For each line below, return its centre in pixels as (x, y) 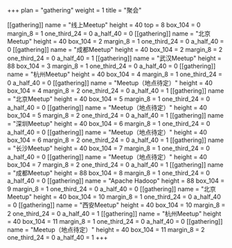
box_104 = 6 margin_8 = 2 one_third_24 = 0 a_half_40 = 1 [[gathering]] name (116, 140)
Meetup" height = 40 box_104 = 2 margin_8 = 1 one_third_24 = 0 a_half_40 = (116, 41)
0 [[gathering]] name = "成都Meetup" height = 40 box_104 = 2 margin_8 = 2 (115, 50)
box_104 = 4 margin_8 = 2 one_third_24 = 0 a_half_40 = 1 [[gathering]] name (116, 91)
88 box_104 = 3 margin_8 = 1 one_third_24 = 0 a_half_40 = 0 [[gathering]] (111, 66)
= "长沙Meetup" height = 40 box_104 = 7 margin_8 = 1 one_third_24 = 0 (108, 148)
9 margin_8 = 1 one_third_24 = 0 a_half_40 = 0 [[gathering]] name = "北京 (112, 189)
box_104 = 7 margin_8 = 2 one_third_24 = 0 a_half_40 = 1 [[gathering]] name (115, 165)
